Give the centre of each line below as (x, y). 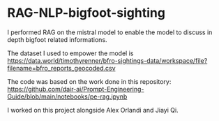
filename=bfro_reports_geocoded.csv (61, 68)
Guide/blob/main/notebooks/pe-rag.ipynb (67, 97)
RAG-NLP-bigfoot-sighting (86, 13)
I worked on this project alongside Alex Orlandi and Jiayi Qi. (93, 110)
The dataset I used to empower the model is (70, 53)
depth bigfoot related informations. (57, 39)
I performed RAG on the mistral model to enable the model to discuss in (110, 32)
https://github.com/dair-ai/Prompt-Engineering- (76, 89)
